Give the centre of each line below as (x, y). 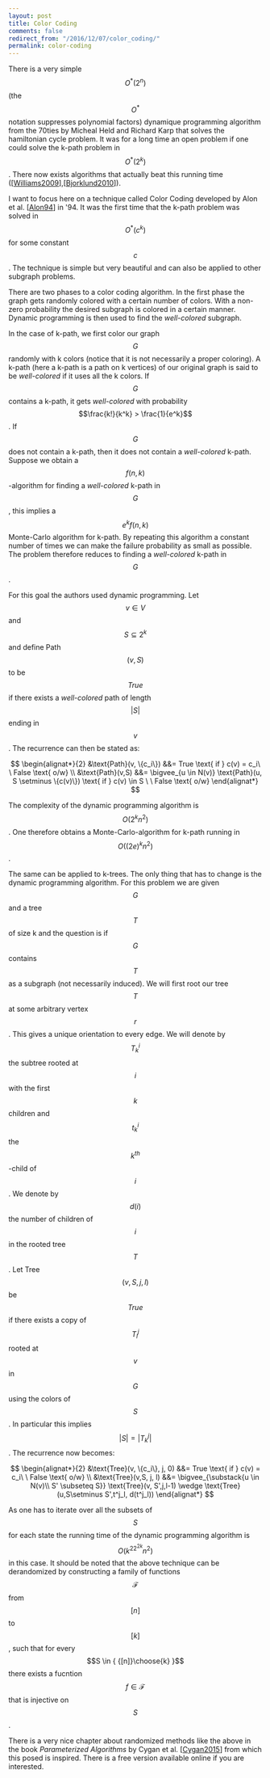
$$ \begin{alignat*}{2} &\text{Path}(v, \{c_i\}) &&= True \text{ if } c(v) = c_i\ (135, 764)
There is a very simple (45, 69)
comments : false (35, 31)
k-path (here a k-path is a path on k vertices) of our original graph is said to (133, 367)
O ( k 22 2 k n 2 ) (135, 1549)
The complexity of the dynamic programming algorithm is (104, 806)
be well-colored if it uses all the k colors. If (79, 376)
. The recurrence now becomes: (62, 1452)
